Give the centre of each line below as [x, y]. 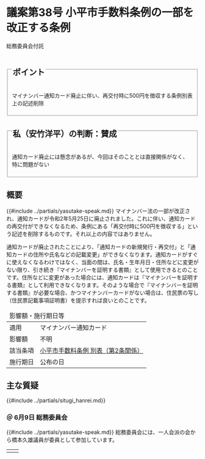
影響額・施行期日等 [37, 315]
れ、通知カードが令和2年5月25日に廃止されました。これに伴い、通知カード [101, 218]
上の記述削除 [28, 103]
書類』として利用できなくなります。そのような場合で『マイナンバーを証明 [105, 285]
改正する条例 [39, 28]
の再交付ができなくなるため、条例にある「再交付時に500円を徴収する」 [97, 226]
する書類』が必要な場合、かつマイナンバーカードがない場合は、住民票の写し [103, 292]
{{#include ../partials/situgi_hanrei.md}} [56, 400]
